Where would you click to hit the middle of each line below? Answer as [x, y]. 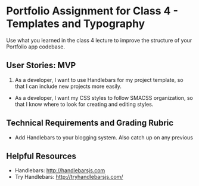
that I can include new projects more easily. [68, 86]
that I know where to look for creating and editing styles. [84, 104]
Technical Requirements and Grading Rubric [90, 123]
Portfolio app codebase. [36, 47]
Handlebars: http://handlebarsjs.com [60, 170]
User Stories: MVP [41, 65]
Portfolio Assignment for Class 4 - [92, 11]
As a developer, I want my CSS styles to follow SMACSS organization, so [104, 97]
